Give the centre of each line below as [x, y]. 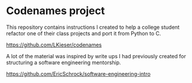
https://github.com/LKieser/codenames [54, 45]
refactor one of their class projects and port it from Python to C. [84, 33]
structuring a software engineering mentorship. [64, 62]
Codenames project [56, 11]
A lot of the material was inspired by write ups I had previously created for [96, 56]
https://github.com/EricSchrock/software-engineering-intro [78, 74]
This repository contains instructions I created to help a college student [93, 27]
